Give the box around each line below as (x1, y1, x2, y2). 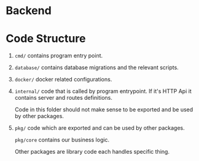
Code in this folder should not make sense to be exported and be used (14, 106, 193, 113)
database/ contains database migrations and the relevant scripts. (14, 64, 179, 71)
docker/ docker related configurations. (14, 76, 112, 83)
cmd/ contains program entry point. (14, 52, 103, 59)
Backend (6, 4, 52, 18)
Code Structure (6, 32, 86, 46)
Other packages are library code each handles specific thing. (14, 148, 170, 155)
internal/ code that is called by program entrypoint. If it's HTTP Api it (14, 88, 192, 95)
